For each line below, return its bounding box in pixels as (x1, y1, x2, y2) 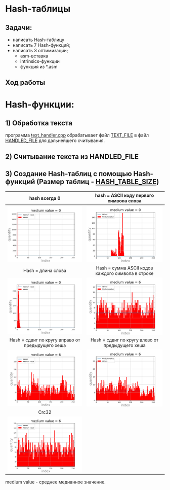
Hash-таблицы (5, 3, 71, 15)
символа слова (107, 198, 142, 204)
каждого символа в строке (95, 270, 154, 276)
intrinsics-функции (20, 58, 60, 64)
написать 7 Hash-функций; (12, 42, 71, 48)
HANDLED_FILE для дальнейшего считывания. (5, 137, 105, 144)
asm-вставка (20, 53, 49, 59)
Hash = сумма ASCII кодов (96, 265, 153, 271)
